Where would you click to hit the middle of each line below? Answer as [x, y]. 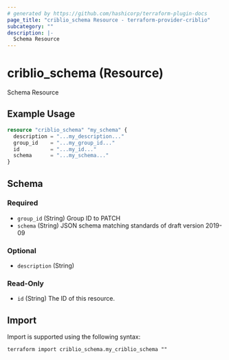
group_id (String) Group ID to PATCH [69, 218]
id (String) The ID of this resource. [66, 299]
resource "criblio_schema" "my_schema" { [67, 130]
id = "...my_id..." [55, 149]
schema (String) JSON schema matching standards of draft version [110, 226]
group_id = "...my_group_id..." [64, 143]
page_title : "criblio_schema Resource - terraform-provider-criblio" [109, 20]
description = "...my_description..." [69, 136]
